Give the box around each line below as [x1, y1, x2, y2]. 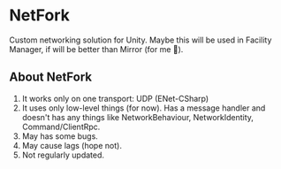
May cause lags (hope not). [21, 140, 122, 150]
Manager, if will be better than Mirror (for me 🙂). [9, 43, 184, 54]
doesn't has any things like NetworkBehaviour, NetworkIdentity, [21, 111, 254, 122]
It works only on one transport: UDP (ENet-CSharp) [21, 93, 209, 104]
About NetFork [9, 70, 93, 85]
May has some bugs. [21, 130, 99, 142]
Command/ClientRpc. [21, 121, 101, 132]
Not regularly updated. [21, 150, 104, 160]
